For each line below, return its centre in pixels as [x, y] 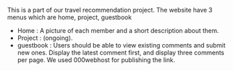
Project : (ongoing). [45, 38]
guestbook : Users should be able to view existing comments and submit [121, 45]
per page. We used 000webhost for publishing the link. [96, 60]
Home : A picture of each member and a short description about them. [118, 31]
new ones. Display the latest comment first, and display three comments [121, 52]
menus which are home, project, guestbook [70, 17]
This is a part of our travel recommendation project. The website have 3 [110, 10]
